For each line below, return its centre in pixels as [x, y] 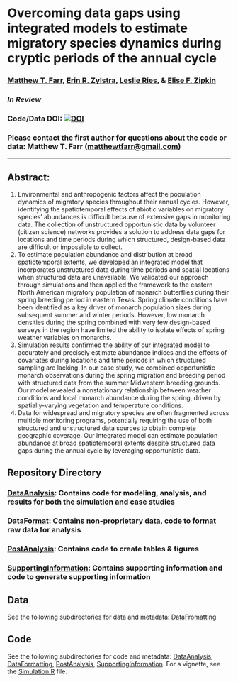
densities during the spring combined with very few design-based [114, 323]
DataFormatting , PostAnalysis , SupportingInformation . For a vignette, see [114, 664]
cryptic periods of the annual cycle [112, 59]
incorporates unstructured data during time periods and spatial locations [124, 270]
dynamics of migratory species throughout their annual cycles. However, [124, 202]
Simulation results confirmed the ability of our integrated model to [114, 345]
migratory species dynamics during [114, 43]
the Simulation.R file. [37, 671]
